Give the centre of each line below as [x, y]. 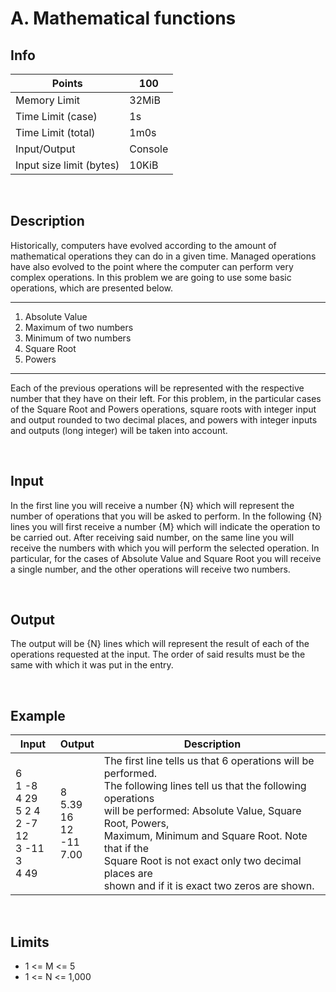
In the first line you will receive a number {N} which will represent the [152, 505]
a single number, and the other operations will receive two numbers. [150, 569]
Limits [30, 942]
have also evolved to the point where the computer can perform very [152, 266]
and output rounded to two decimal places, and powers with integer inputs [164, 419]
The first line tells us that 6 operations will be [209, 761]
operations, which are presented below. [92, 288]
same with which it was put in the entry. [92, 665]
